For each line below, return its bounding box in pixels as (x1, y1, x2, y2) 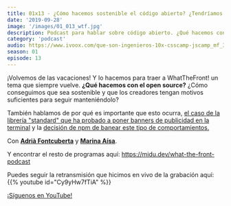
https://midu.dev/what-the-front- (121, 150, 215, 158)
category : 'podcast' (7, 36, 67, 43)
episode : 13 (7, 55, 41, 62)
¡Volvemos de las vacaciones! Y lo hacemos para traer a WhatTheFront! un (7, 73, 219, 82)
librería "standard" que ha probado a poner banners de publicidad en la (7, 116, 210, 124)
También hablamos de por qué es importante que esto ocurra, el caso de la (7, 108, 220, 117)
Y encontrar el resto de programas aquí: (7, 150, 120, 158)
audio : (7, 42, 26, 49)
